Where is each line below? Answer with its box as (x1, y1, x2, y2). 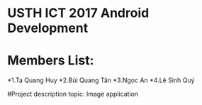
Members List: (7, 52, 94, 69)
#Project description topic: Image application (7, 90, 139, 99)
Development (7, 20, 89, 36)
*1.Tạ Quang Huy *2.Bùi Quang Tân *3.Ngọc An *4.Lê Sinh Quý (7, 76, 195, 84)
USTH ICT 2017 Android (7, 5, 150, 21)
